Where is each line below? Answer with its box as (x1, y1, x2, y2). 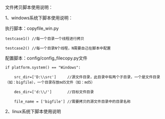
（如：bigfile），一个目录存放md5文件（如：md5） (5, 80, 95, 85)
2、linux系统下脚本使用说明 (5, 109, 61, 114)
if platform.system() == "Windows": (5, 65, 81, 70)
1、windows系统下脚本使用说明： (5, 15, 73, 21)
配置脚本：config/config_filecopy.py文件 (5, 55, 88, 61)
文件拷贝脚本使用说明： (5, 4, 53, 10)
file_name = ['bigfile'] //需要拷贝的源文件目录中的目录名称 (14, 99, 131, 104)
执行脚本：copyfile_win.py (5, 25, 59, 31)
